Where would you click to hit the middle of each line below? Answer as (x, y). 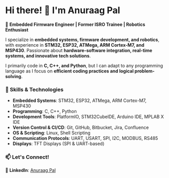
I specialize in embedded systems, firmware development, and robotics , (82, 40)
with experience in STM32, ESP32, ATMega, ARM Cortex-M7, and (75, 45)
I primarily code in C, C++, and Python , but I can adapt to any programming (84, 65)
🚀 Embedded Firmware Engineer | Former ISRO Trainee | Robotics (75, 24)
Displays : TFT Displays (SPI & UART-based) (58, 144)
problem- (144, 71)
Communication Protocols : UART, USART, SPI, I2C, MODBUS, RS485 (85, 138)
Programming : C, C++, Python (45, 112)
